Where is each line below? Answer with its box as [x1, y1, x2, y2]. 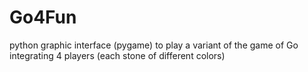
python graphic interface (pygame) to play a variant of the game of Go [9, 39, 299, 51]
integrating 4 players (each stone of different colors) [9, 49, 226, 61]
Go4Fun [9, 6, 77, 29]
